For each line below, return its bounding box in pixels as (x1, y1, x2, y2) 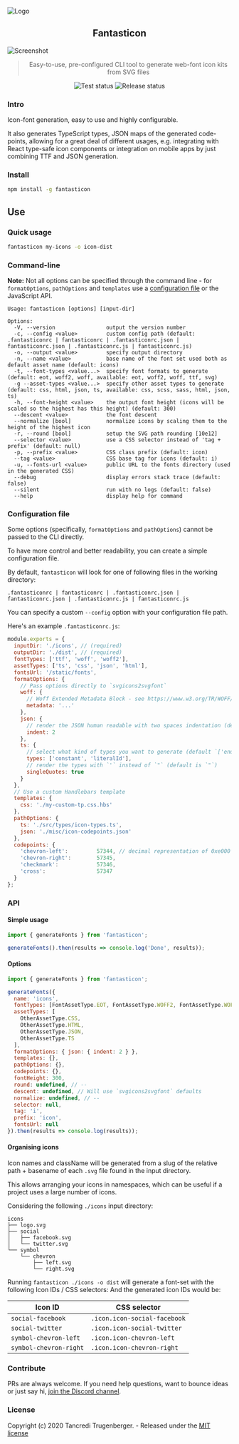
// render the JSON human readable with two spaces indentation (26, 722, 221, 729)
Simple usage (7, 916, 48, 924)
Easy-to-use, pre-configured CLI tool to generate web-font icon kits (29, 60, 228, 68)
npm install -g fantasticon (7, 186, 91, 193)
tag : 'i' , (14, 1107, 43, 1115)
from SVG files (107, 68, 150, 76)
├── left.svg (33, 1259, 72, 1266)
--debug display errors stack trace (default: (14, 474, 221, 481)
